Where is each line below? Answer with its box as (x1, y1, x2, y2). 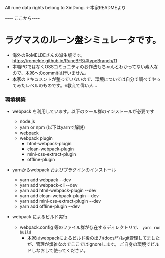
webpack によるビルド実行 (12, 214, 68, 220)
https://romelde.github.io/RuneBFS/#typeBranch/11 (12, 57, 117, 64)
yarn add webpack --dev (19, 177, 71, 183)
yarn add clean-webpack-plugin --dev (19, 193, 99, 199)
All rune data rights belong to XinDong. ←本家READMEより (5, 5, 126, 10)
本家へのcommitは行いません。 (25, 70, 89, 76)
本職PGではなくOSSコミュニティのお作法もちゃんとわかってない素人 (12, 63, 154, 69)
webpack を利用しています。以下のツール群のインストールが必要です (12, 108, 155, 114)
